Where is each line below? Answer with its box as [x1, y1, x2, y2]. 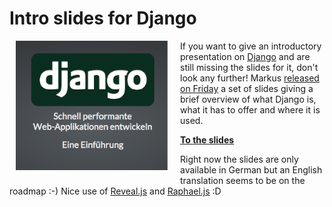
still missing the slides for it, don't [180, 61, 319, 73]
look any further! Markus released [180, 72, 320, 84]
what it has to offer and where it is [180, 103, 321, 116]
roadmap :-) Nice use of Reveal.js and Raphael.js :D [9, 185, 222, 197]
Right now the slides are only [180, 153, 299, 165]
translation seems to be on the [180, 174, 306, 186]
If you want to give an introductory [180, 40, 322, 52]
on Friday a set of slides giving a [180, 82, 314, 94]
